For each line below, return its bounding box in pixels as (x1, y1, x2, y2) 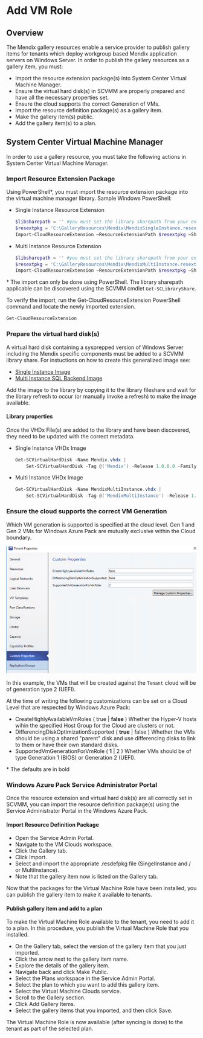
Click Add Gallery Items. (14, 1001, 76, 1008)
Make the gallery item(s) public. (14, 113, 94, 120)
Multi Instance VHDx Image (14, 474, 83, 481)
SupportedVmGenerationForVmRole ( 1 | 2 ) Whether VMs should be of (14, 747, 192, 755)
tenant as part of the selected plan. (6, 1025, 94, 1033)
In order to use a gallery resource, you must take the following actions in (6, 153, 186, 160)
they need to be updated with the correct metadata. (6, 432, 135, 440)
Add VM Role (6, 4, 73, 18)
